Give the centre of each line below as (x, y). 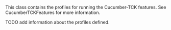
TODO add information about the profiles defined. (57, 22)
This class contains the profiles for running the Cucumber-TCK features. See (86, 7)
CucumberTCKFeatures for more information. (53, 12)
